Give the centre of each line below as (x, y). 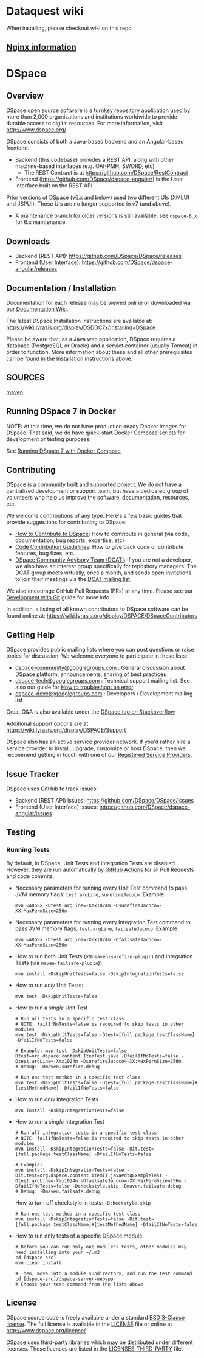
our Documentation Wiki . (37, 309)
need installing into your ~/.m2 (57, 1252)
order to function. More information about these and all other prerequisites (99, 352)
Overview (25, 96)
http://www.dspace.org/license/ (46, 1330)
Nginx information (42, 47)
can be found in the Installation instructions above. (70, 358)
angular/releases (36, 269)
